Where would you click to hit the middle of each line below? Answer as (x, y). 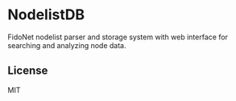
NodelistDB (46, 15)
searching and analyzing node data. (67, 45)
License (28, 71)
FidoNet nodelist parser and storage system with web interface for (118, 37)
